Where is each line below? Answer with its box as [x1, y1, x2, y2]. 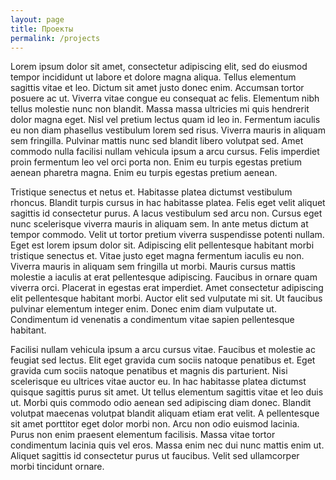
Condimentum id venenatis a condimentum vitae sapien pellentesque [10, 314, 295, 326]
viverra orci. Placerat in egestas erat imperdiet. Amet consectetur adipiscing [10, 282, 324, 294]
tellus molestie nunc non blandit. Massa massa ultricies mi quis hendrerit [10, 103, 310, 115]
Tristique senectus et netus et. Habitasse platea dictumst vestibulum [10, 186, 293, 198]
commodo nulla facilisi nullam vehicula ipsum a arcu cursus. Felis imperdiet [10, 146, 320, 158]
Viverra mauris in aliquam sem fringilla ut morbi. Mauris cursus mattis [10, 261, 297, 273]
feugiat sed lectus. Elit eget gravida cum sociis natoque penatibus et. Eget [10, 354, 316, 366]
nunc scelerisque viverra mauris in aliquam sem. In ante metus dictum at [10, 218, 309, 230]
